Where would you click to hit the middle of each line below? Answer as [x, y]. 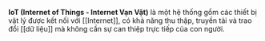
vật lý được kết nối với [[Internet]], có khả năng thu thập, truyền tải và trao [130, 20]
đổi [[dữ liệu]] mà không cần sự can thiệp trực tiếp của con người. [117, 29]
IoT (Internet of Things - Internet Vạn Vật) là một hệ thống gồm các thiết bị [133, 12]
